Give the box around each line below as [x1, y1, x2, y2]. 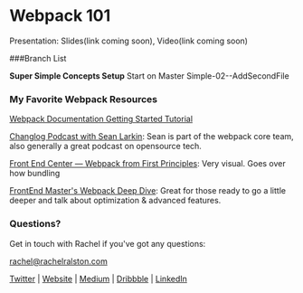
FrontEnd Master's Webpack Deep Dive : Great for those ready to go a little [9, 185, 287, 196]
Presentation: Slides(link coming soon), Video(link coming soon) [9, 35, 249, 46]
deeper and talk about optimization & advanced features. [9, 195, 222, 206]
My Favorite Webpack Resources [9, 92, 158, 105]
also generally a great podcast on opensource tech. [9, 141, 202, 152]
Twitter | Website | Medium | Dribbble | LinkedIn [9, 273, 188, 284]
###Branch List [9, 52, 67, 63]
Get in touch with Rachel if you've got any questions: [9, 238, 206, 249]
